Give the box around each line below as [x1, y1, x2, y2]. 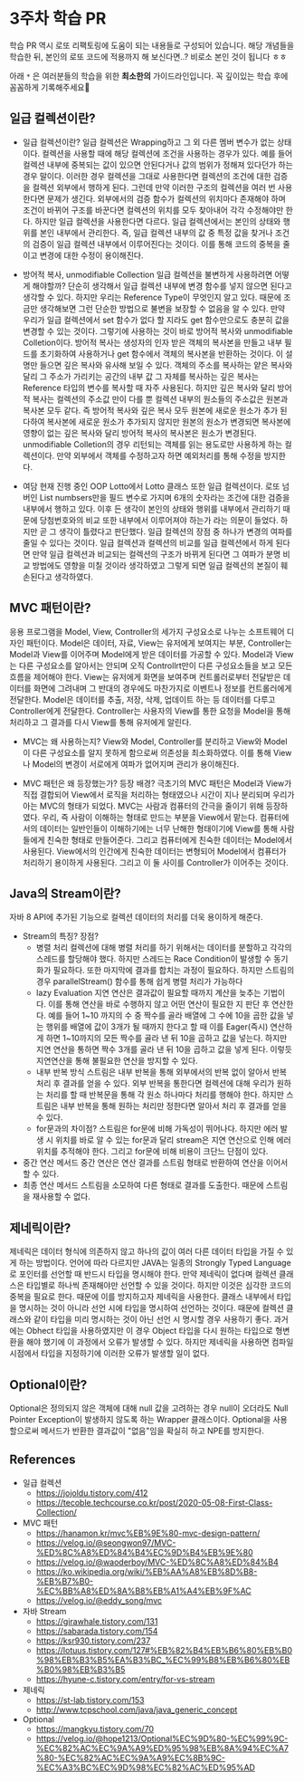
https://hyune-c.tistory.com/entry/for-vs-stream [35, 1673, 215, 1684]
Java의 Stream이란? [9, 886, 121, 901]
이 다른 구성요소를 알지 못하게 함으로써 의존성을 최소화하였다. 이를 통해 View [22, 747, 292, 758]
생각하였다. [53, 571, 93, 582]
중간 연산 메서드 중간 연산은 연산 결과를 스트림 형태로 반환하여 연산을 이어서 [22, 1157, 289, 1168]
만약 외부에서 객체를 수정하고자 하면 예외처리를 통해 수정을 [56, 450, 262, 461]
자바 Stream [22, 1605, 67, 1616]
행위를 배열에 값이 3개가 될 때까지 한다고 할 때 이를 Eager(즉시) [45, 1021, 269, 1032]
